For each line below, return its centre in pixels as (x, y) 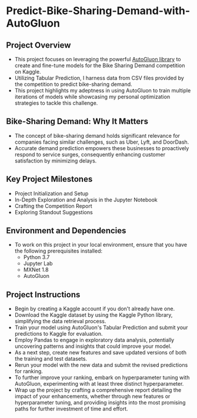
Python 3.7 (36, 257)
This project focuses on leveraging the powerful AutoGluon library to (98, 59)
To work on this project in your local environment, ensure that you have (101, 245)
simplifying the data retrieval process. (60, 321)
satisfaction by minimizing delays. (56, 161)
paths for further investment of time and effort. (71, 409)
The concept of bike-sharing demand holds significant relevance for (97, 135)
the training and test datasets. (51, 359)
